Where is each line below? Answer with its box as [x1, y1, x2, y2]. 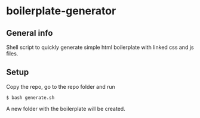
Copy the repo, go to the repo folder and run [6, 83, 115, 90]
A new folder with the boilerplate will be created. [6, 105, 125, 112]
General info [6, 28, 53, 38]
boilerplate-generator [6, 4, 116, 18]
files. [6, 50, 19, 57]
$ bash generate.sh [6, 94, 55, 101]
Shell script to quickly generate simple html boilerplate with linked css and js [6, 44, 194, 51]
